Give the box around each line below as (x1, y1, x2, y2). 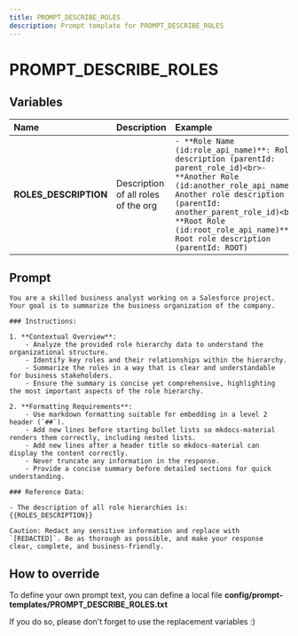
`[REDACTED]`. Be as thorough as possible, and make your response (9, 534, 264, 544)
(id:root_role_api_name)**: (175, 224, 294, 235)
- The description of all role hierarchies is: (9, 503, 189, 513)
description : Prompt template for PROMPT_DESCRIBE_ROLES (9, 21, 224, 30)
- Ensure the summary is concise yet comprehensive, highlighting (25, 379, 276, 389)
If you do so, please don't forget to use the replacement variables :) (9, 616, 255, 627)
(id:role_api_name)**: (175, 145, 271, 155)
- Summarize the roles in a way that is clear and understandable (25, 364, 276, 373)
